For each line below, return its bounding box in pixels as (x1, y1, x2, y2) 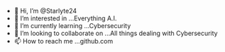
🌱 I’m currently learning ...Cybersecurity (13, 22, 131, 30)
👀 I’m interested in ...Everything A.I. (13, 14, 117, 22)
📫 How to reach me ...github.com (13, 37, 114, 45)
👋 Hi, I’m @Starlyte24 (13, 7, 77, 15)
